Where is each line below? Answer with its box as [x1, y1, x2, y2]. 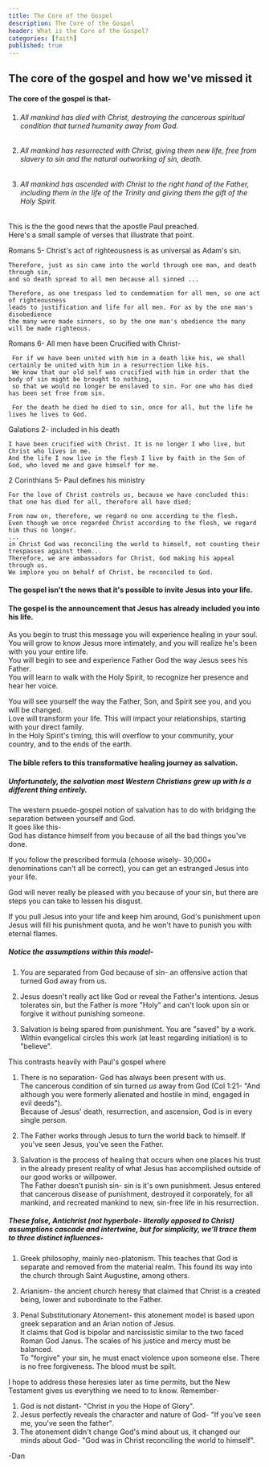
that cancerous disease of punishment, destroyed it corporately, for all [19, 1189, 253, 1198]
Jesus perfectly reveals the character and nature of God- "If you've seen [19, 1409, 262, 1420]
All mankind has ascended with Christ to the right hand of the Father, [19, 179, 250, 189]
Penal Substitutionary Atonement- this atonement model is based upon [19, 1310, 255, 1320]
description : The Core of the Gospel [8, 19, 135, 27]
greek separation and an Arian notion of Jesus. [19, 1318, 176, 1328]
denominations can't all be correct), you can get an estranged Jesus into [8, 863, 249, 873]
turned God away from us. [19, 976, 107, 985]
